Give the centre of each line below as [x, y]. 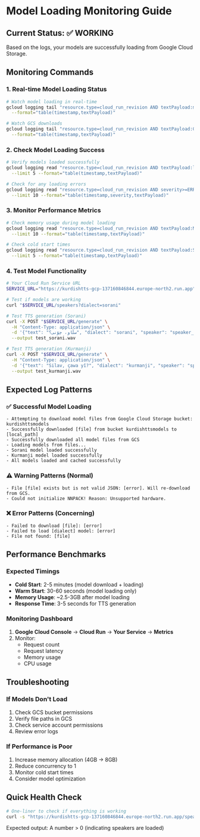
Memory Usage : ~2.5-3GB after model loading [72, 597]
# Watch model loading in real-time [51, 102]
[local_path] [22, 435]
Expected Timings [33, 572]
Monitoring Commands [50, 72]
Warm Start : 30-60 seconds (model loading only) [76, 591]
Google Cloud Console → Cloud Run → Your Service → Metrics [94, 632]
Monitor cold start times [44, 772]
